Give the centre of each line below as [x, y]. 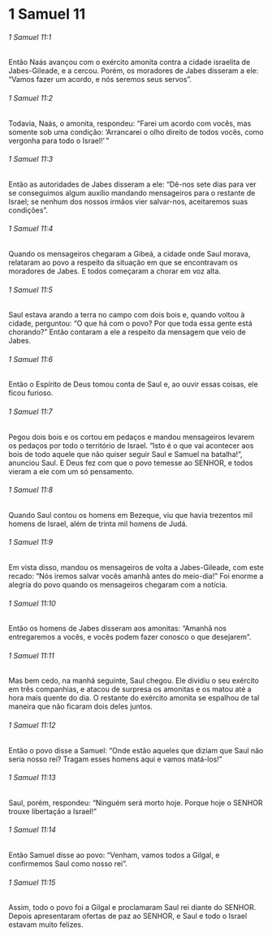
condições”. [28, 210]
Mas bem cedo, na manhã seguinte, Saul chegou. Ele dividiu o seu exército [134, 681]
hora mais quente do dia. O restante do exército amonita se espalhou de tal [134, 698]
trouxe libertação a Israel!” [53, 811]
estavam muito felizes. [46, 925]
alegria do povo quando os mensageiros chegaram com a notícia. [118, 584]
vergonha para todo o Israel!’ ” [59, 140]
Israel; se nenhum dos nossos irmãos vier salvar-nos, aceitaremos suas [128, 201]
